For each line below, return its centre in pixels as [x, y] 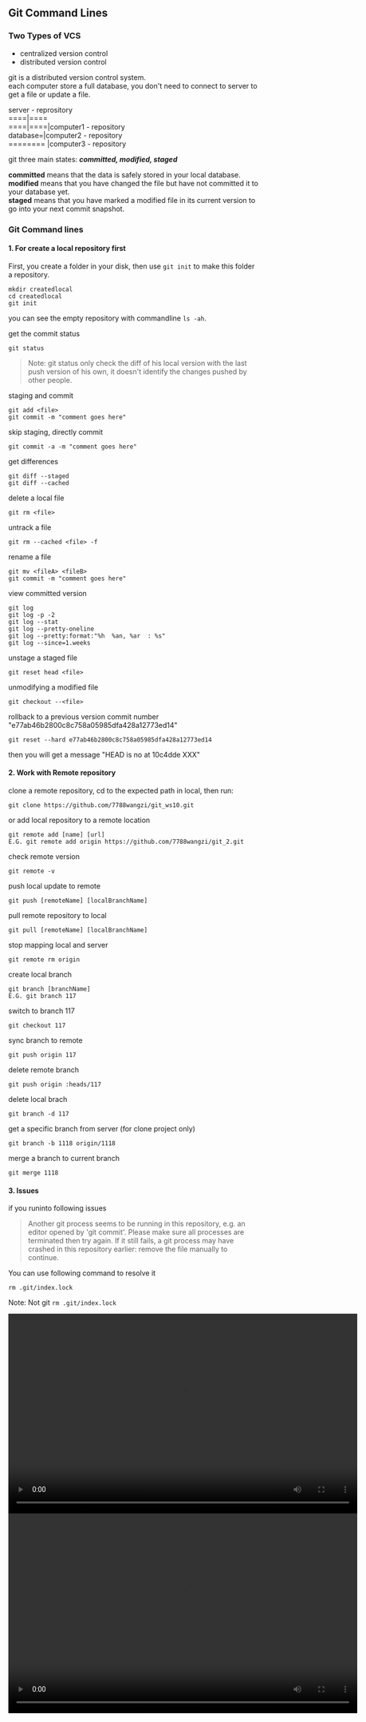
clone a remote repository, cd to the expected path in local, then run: [121, 791]
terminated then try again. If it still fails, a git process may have [131, 1241]
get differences [33, 461]
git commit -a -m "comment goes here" [73, 447]
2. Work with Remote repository [62, 773]
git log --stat [33, 622]
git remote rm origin [44, 960]
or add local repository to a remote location [79, 820]
